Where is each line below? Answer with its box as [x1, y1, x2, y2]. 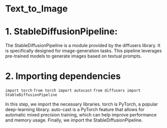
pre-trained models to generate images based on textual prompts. [5, 53, 142, 59]
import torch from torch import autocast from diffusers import [5, 88, 141, 93]
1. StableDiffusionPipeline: [5, 26, 118, 37]
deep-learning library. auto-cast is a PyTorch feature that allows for [5, 106, 145, 112]
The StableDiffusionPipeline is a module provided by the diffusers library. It [5, 42, 161, 48]
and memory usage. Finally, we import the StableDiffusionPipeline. [5, 117, 143, 123]
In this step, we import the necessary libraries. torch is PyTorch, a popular [5, 101, 158, 107]
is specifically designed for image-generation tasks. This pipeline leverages [5, 48, 162, 54]
